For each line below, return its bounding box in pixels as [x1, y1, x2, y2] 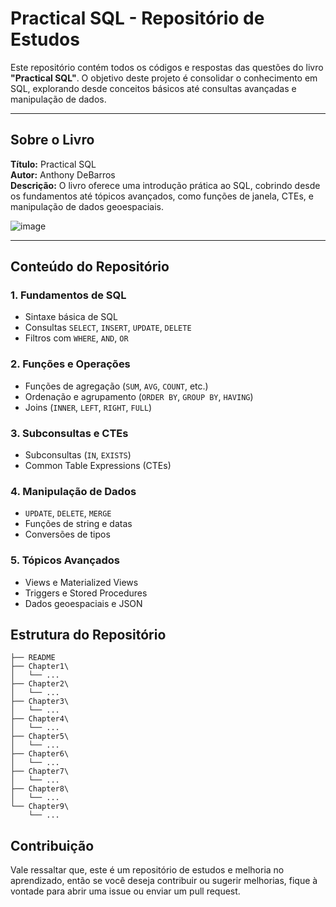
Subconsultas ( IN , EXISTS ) [24, 449, 132, 461]
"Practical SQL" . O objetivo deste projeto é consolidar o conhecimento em [10, 72, 318, 84]
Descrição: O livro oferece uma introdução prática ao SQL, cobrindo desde [10, 179, 321, 191]
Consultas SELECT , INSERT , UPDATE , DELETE [24, 322, 192, 334]
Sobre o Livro [10, 132, 95, 149]
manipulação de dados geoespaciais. [10, 200, 164, 212]
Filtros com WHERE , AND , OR [24, 332, 129, 344]
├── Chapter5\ [10, 732, 70, 742]
